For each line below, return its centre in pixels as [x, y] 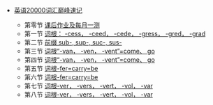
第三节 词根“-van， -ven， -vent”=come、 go [89, 51]
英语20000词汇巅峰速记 [48, 10]
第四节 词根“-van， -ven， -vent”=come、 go [89, 60]
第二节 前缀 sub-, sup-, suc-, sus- [73, 42]
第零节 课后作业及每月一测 [62, 25]
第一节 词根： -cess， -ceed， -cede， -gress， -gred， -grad [115, 34]
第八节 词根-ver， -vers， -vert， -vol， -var [89, 95]
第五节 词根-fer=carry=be [61, 68]
